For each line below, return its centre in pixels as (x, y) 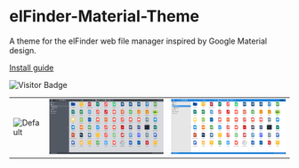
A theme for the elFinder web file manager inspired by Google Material (138, 41)
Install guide (32, 68)
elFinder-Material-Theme (105, 16)
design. (23, 50)
